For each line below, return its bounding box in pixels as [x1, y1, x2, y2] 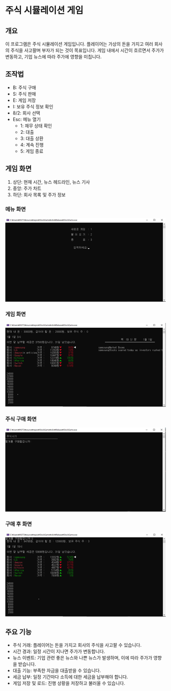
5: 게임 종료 [20, 148, 44, 154]
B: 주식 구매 [12, 84, 37, 91]
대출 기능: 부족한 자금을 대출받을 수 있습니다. [12, 668, 101, 674]
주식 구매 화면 [5, 415, 37, 422]
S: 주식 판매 [12, 91, 37, 97]
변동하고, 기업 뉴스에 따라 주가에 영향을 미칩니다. [5, 54, 102, 60]
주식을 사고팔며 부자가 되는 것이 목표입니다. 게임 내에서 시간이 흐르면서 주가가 [10, 47, 164, 53]
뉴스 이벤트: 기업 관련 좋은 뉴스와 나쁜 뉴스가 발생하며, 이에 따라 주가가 [12, 655, 153, 661]
